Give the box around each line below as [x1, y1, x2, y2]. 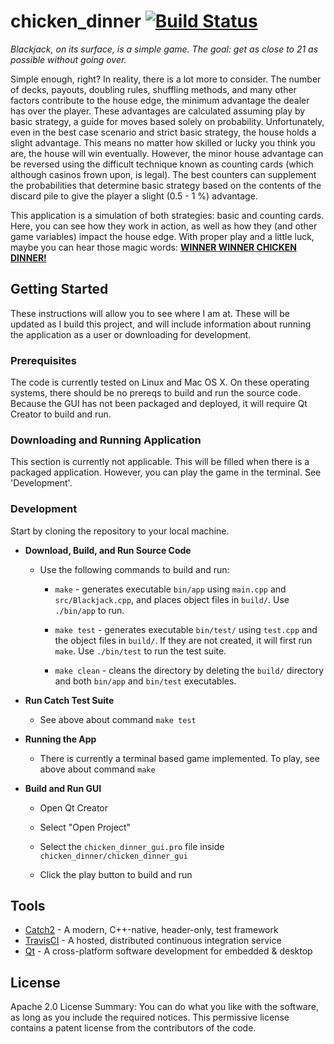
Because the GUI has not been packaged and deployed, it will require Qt [10, 398, 308, 410]
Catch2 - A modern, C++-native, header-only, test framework [24, 924, 279, 936]
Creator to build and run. [10, 408, 112, 420]
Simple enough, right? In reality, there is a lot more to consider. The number [10, 73, 322, 85]
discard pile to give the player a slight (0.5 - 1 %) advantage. [10, 190, 258, 202]
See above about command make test [39, 713, 197, 725]
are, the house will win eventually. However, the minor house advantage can [10, 147, 324, 159]
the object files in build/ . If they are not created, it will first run [54, 634, 313, 646]
